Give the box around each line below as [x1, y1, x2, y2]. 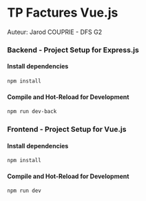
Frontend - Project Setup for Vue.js [7, 124, 127, 134]
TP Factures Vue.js [7, 5, 118, 21]
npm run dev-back [7, 108, 57, 115]
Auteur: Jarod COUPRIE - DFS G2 [7, 28, 102, 36]
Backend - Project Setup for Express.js [7, 45, 139, 55]
